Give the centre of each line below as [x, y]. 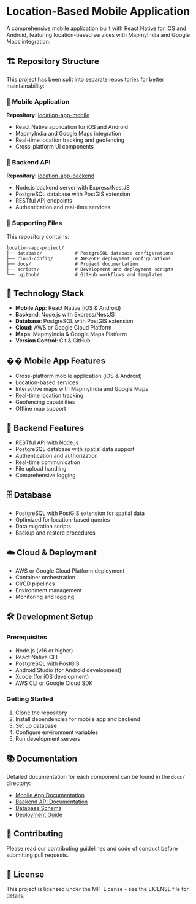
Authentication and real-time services [63, 207]
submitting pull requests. [38, 855]
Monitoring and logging [45, 597]
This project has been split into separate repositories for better [85, 79]
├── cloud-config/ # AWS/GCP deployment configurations [89, 258]
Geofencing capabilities [45, 402]
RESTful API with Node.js [47, 442]
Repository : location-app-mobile [48, 115]
